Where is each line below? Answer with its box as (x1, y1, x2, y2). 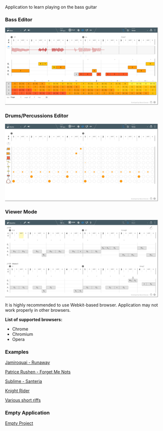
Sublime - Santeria (5, 378, 42, 384)
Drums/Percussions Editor (5, 112, 69, 119)
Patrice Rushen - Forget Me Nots (5, 369, 71, 375)
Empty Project (5, 420, 33, 426)
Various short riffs (5, 397, 41, 403)
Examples (5, 348, 29, 355)
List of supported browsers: (5, 316, 63, 323)
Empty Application (5, 410, 50, 416)
